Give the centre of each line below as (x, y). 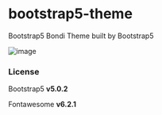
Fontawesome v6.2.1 (42, 105)
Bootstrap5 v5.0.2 (38, 89)
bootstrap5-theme (71, 14)
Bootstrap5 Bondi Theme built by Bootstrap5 (81, 36)
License (24, 71)
